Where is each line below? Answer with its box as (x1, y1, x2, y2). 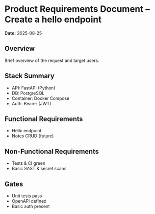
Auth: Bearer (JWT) (11, 100, 52, 106)
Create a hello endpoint (4, 14, 102, 25)
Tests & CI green (11, 160, 46, 166)
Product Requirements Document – (4, 3, 150, 15)
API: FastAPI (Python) (11, 85, 55, 91)
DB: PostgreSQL (11, 90, 45, 96)
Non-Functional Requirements (4, 147, 99, 155)
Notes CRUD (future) (11, 133, 54, 139)
